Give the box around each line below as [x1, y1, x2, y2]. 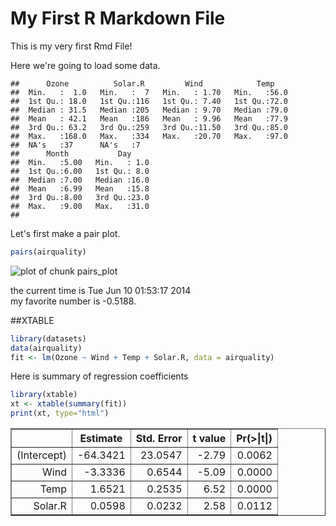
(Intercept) [16, 448, 67, 462]
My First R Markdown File [10, 7, 226, 30]
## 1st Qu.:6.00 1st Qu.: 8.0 [10, 166, 150, 176]
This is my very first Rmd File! [10, 40, 133, 52]
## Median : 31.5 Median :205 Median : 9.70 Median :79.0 [10, 105, 288, 115]
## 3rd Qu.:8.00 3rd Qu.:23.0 [10, 192, 150, 202]
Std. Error [135, 432, 183, 446]
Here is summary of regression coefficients [10, 370, 189, 382]
